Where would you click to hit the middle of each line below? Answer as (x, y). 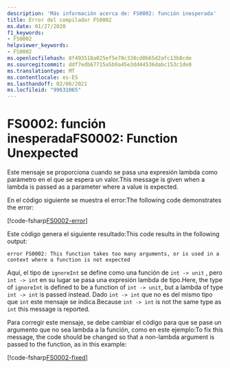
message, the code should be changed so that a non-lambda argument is (111, 337)
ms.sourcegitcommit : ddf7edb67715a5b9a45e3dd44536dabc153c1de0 (100, 65)
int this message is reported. (49, 309)
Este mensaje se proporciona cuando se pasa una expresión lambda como (113, 172)
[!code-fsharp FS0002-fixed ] (47, 358)
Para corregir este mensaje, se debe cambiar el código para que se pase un (114, 323)
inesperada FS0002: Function (93, 139)
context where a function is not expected (69, 260)
